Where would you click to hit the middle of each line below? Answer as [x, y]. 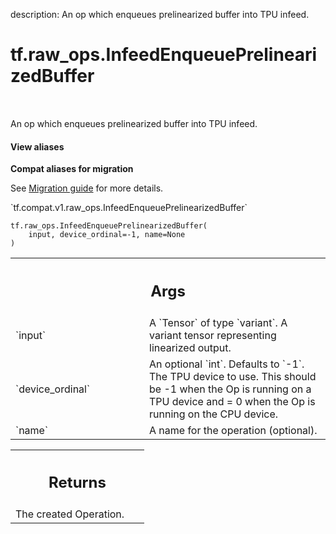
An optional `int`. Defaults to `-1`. [227, 364]
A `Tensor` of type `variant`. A [218, 322]
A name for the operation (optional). [233, 430]
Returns [77, 483]
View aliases [37, 146]
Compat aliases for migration [72, 169]
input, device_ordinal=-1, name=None [107, 235]
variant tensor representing [213, 335]
